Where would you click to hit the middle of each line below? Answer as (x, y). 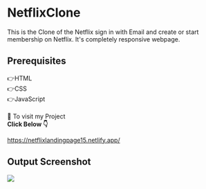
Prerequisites (37, 61)
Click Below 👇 (28, 124)
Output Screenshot (49, 162)
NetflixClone (44, 13)
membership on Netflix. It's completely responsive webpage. (94, 39)
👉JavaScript (26, 99)
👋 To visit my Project (36, 116)
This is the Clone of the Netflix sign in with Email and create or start (103, 32)
